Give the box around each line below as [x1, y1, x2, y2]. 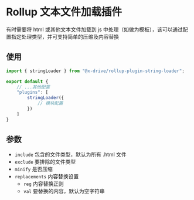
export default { [6, 79, 49, 84]
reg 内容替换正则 [23, 180, 64, 188]
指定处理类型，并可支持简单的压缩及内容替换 [11, 33, 119, 40]
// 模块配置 [37, 100, 63, 106]
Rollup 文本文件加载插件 [6, 5, 122, 19]
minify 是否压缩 [14, 165, 53, 173]
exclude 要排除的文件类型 [14, 158, 76, 165]
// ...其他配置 [16, 84, 50, 90]
